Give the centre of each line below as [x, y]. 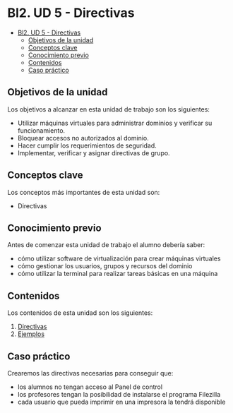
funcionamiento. [41, 130]
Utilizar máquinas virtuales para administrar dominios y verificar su [115, 123]
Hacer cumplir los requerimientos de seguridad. [87, 145]
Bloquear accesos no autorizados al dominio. [83, 138]
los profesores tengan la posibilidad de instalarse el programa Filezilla [119, 394]
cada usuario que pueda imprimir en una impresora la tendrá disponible [121, 402]
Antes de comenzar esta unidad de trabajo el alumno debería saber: [106, 245]
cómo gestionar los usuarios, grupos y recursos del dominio [105, 266]
